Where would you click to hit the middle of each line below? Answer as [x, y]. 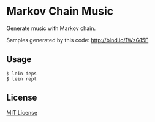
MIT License [22, 112]
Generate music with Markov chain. [51, 28]
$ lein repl [21, 79]
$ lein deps [21, 74]
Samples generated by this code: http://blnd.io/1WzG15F [77, 40]
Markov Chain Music [60, 11]
